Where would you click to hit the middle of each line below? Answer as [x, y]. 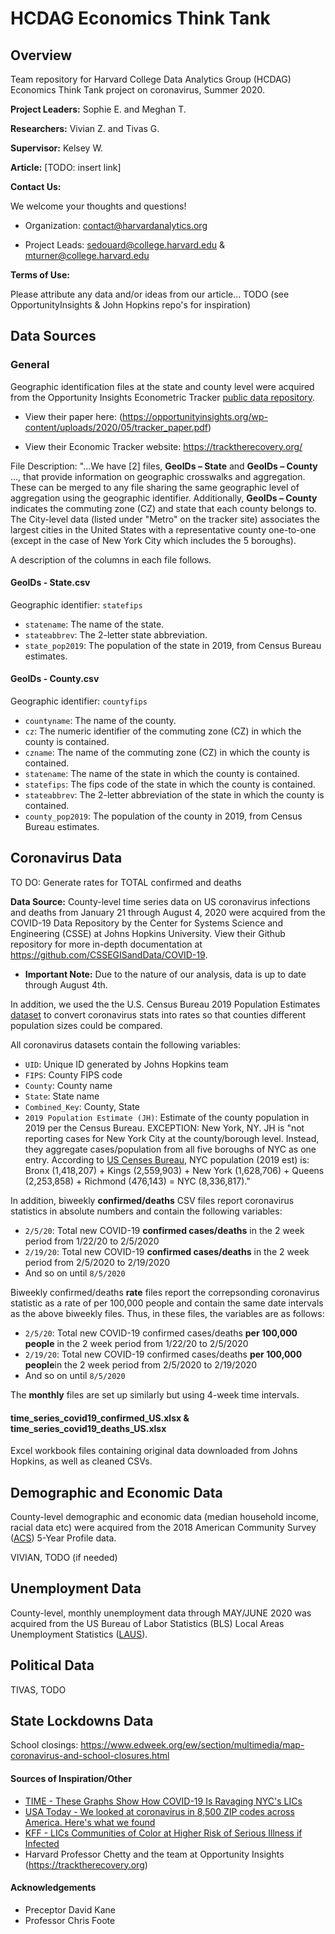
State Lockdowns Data [82, 1720]
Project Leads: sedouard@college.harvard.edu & [125, 245]
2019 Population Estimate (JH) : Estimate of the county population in [167, 1117]
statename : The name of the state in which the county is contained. [162, 774]
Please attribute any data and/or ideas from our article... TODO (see [150, 294]
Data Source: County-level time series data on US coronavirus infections [160, 901]
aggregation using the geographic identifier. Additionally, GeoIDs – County [164, 498]
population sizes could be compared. [86, 1025]
